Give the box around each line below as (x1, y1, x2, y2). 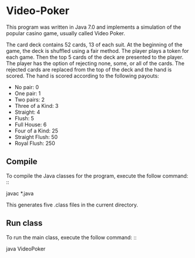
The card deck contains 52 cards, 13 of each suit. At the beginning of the (6, 41, 183, 48)
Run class (6, 218, 43, 228)
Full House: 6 (14, 121, 47, 128)
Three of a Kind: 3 (14, 102, 59, 109)
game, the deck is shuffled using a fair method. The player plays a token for (6, 47, 189, 54)
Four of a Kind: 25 (14, 127, 59, 134)
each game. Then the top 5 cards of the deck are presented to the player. (6, 53, 184, 60)
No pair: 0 (14, 83, 39, 90)
